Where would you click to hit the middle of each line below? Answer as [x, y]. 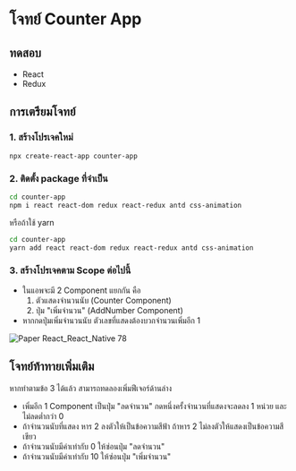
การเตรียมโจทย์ [42, 112]
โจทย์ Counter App [76, 19]
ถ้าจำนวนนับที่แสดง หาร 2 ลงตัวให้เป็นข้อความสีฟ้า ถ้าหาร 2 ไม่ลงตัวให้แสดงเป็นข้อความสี [153, 426]
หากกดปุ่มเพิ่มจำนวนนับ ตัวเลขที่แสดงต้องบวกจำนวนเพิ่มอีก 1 [111, 320]
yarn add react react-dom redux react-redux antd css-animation [131, 248]
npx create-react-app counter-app [74, 156]
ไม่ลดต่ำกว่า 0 [43, 415]
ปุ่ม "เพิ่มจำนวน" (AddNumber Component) [109, 310]
